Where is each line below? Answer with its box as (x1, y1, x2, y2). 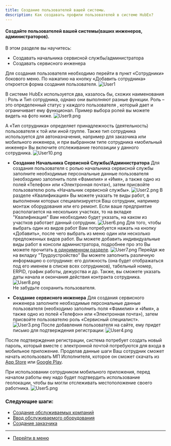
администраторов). (5, 34, 50, 40)
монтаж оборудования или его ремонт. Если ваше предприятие (12, 203, 152, 209)
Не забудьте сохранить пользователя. (12, 284, 96, 291)
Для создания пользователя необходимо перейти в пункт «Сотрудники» (5, 70, 164, 76)
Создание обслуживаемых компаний (12, 410, 94, 415)
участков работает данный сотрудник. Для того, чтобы (12, 219, 161, 226)
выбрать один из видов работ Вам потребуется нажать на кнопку (12, 225, 157, 231)
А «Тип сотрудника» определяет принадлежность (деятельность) (5, 122, 149, 128)
